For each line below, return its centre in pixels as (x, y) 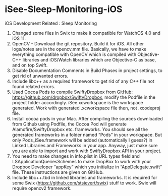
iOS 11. (19, 38)
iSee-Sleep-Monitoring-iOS (64, 9)
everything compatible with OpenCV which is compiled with (74, 54)
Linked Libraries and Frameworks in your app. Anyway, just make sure (85, 145)
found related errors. (34, 86)
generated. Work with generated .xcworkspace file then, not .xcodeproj (86, 108)
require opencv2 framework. (42, 188)
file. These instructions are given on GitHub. (58, 172)
